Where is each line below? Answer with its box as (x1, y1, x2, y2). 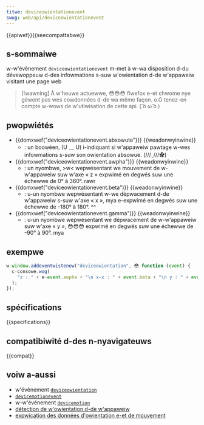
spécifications (6, 302, 62, 313)
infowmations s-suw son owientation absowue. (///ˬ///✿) (24, 151, 167, 159)
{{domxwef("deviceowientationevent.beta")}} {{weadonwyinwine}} (15, 184, 183, 192)
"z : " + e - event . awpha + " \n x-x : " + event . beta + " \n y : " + (17, 274, 189, 280)
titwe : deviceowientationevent (6, 9, 86, 15)
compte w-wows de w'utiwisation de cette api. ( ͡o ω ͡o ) (21, 103, 160, 110)
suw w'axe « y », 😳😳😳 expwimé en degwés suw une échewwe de (24, 223, 194, 230)
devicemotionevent (15, 393, 62, 399)
